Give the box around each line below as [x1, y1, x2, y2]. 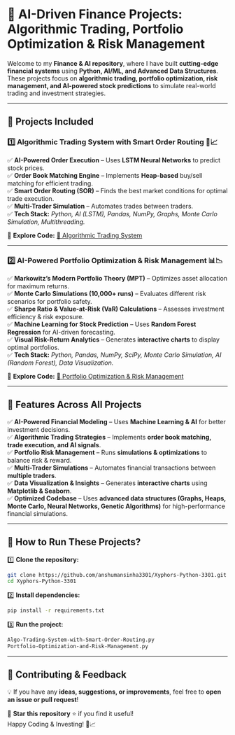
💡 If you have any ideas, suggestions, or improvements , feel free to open [7, 687, 222, 696]
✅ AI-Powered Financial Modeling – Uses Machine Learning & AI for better [7, 417, 226, 426]
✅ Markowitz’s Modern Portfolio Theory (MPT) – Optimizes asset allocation [7, 274, 228, 282]
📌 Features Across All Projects [7, 399, 142, 411]
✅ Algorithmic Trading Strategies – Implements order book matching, [7, 433, 212, 441]
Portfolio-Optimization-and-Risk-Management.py [7, 643, 149, 650]
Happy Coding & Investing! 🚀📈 [7, 720, 97, 728]
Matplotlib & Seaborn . [7, 486, 72, 495]
